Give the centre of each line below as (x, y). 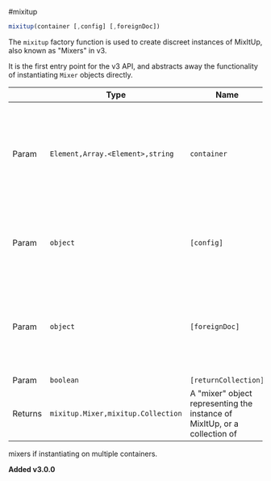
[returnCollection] (227, 380)
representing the (221, 403)
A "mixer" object (221, 393)
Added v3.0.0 (32, 469)
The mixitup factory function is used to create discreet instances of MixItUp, (135, 42)
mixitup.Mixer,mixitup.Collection (116, 413)
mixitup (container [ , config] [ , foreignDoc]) (84, 27)
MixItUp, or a (215, 424)
